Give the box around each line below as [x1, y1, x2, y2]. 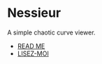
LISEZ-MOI [17, 49, 49, 58]
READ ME [17, 41, 45, 50]
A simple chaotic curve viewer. [7, 28, 96, 37]
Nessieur [7, 5, 61, 21]
